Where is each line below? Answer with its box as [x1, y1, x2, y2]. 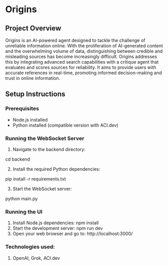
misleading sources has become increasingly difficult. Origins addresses [5, 53, 157, 60]
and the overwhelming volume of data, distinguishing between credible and [5, 48, 163, 54]
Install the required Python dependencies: [12, 166, 100, 172]
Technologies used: [5, 243, 55, 250]
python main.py [5, 195, 38, 201]
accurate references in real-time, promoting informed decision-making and [5, 70, 162, 76]
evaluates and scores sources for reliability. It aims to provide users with [5, 65, 156, 70]
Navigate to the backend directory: [12, 146, 86, 152]
